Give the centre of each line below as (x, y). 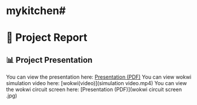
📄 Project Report (47, 38)
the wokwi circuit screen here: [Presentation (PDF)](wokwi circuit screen (94, 90)
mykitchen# (36, 11)
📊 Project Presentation (49, 60)
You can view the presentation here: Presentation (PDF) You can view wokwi (99, 77)
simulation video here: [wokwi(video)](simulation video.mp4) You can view (96, 83)
